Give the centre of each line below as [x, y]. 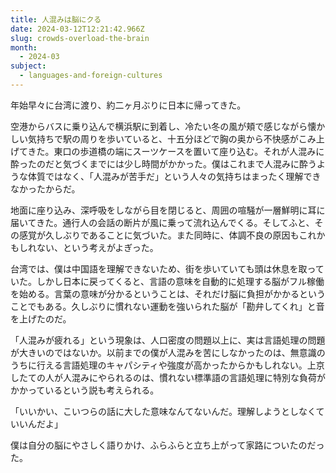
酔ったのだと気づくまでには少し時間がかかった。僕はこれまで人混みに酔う [163, 163]
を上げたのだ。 [41, 318]
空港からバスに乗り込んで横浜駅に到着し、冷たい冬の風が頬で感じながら [159, 126]
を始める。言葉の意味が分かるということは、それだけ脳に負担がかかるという [168, 293]
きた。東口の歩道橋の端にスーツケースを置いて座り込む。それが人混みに [176, 151]
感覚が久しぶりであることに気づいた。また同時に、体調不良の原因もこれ [167, 235]
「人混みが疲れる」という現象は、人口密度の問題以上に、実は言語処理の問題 [168, 340]
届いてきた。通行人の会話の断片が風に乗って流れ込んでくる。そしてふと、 [162, 222]
